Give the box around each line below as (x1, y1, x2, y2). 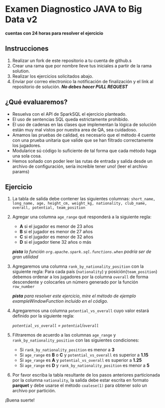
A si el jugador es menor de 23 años (19, 223, 94, 229)
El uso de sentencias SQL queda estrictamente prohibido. (12, 116, 129, 122)
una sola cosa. (12, 153, 42, 158)
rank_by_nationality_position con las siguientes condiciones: (12, 337, 139, 343)
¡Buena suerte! (5, 397, 35, 403)
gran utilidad (12, 254, 38, 260)
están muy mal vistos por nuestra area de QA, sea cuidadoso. (12, 126, 137, 132)
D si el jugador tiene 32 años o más (19, 239, 92, 245)
